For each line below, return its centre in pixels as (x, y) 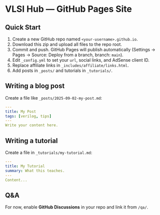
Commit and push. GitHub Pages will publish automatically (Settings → (84, 50)
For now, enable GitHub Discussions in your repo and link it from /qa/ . (77, 207)
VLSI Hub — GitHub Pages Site (68, 9)
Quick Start (23, 27)
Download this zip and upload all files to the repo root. (67, 44)
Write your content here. (32, 125)
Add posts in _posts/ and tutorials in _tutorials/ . (62, 71)
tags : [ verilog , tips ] (28, 116)
